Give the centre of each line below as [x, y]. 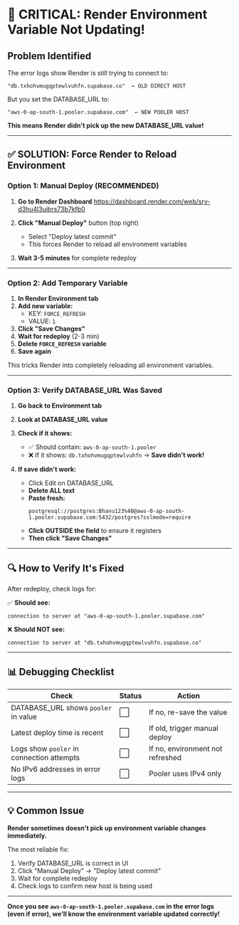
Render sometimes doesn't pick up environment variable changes [107, 828]
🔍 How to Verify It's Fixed [66, 568]
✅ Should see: [29, 603]
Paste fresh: [47, 498]
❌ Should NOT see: [36, 630]
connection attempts [46, 757]
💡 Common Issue [46, 811]
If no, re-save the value [188, 712]
